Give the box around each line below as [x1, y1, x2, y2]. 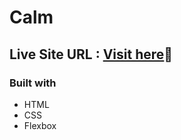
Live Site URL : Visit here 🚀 [9, 46, 174, 63]
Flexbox [23, 119, 57, 131]
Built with [9, 76, 57, 90]
